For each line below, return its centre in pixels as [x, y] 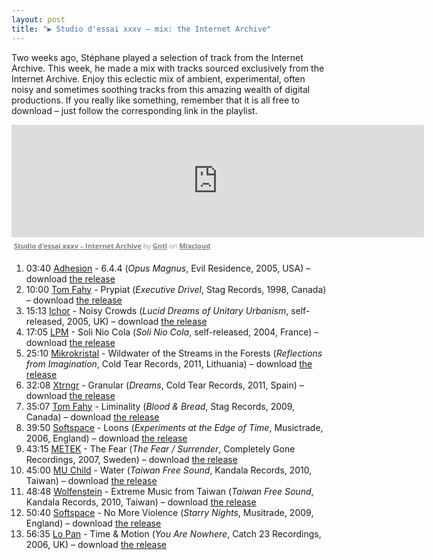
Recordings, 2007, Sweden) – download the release [131, 459]
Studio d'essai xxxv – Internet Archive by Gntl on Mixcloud [112, 245]
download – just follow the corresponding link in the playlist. [134, 110]
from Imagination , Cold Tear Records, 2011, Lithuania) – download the [169, 363]
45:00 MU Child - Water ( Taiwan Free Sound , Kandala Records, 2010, [169, 470]
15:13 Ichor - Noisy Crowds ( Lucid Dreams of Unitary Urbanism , [157, 310]
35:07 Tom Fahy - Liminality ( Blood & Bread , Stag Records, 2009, [160, 406]
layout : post [38, 19]
